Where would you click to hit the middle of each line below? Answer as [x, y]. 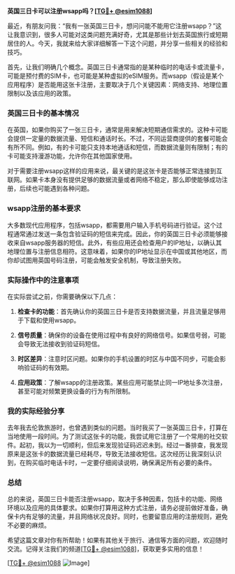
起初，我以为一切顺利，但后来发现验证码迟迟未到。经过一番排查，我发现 [123, 445]
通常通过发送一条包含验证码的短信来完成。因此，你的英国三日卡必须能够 [117, 233]
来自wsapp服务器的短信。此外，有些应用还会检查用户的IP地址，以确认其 [117, 242]
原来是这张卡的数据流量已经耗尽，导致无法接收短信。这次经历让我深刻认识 [114, 454]
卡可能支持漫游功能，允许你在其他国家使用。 [72, 156]
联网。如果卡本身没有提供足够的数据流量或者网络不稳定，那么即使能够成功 [114, 180]
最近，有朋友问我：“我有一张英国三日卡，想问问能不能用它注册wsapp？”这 [115, 26]
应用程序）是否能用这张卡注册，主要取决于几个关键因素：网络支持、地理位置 [117, 84]
